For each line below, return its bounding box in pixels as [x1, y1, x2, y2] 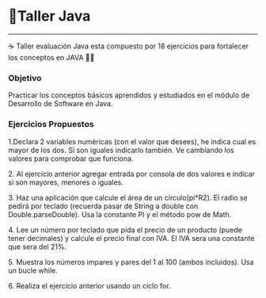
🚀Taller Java [8, 7, 91, 25]
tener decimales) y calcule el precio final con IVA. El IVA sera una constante [8, 233, 255, 243]
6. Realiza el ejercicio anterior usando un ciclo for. [8, 281, 171, 290]
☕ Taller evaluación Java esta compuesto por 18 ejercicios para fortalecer [8, 41, 249, 51]
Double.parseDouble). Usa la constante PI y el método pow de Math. [8, 209, 232, 219]
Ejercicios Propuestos [8, 119, 94, 130]
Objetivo [8, 72, 42, 83]
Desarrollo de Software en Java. [8, 99, 113, 109]
